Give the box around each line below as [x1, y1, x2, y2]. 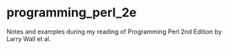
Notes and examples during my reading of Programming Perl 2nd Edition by [6, 27, 222, 36]
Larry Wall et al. [6, 34, 51, 42]
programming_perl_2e [6, 5, 137, 21]
